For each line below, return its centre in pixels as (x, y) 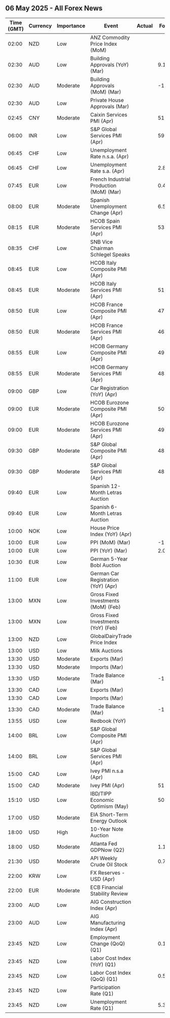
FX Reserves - (108, 873)
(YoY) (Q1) (103, 964)
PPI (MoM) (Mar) (110, 542)
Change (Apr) (107, 213)
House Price (105, 527)
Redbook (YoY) (108, 721)
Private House (107, 100)
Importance (71, 26)
